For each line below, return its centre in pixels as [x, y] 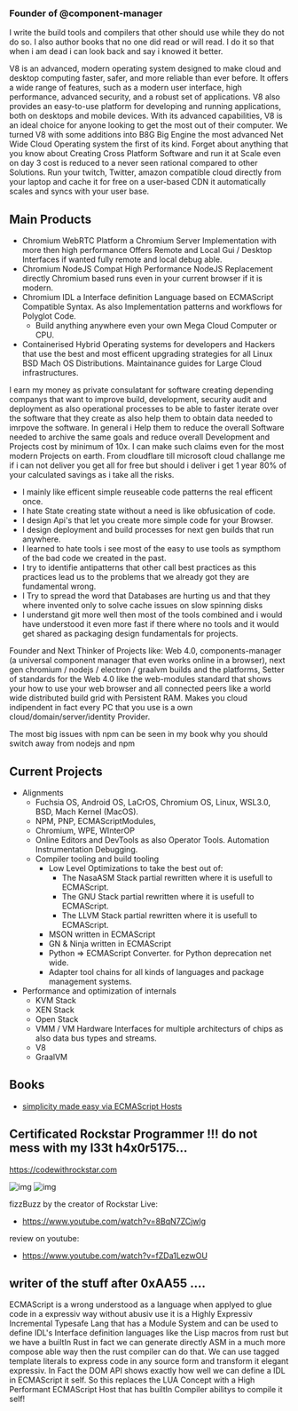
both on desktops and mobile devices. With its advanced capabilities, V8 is [146, 116]
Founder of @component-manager [86, 13]
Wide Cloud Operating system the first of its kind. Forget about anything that [149, 144]
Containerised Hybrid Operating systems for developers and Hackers [149, 345]
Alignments [43, 792]
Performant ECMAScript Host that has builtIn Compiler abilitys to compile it [146, 1390]
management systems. [90, 981]
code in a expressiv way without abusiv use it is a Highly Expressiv [131, 1314]
